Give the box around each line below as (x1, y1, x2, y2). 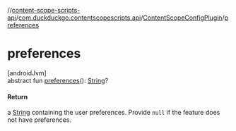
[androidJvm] (7, 68, 47, 77)
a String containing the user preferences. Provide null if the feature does (7, 108, 220, 117)
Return (7, 92, 28, 101)
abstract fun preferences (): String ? (7, 76, 109, 85)
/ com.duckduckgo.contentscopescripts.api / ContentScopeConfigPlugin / (16, 13, 225, 22)
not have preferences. (7, 116, 72, 124)
